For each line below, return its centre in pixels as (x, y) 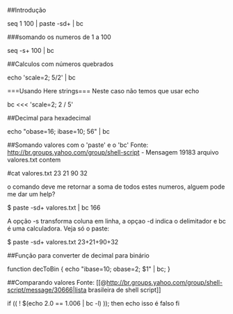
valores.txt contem (34, 160)
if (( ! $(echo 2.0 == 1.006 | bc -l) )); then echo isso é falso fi (93, 303)
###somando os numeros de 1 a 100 (59, 37)
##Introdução (27, 10)
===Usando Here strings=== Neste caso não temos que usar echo (103, 91)
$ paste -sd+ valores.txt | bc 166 (54, 207)
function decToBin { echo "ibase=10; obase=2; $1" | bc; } (89, 269)
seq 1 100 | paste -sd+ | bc (45, 23)
